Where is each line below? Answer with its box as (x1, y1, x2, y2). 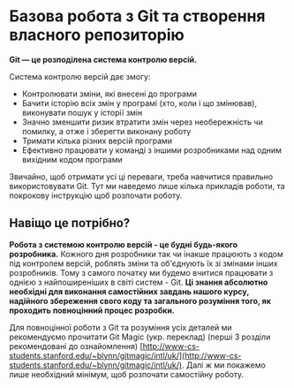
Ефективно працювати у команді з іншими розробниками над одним (21, 144, 283, 156)
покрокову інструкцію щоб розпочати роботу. (9, 190, 183, 201)
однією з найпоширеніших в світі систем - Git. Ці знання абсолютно (9, 277, 268, 287)
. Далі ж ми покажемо (181, 360, 267, 370)
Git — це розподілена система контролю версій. (9, 54, 197, 65)
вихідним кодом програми (21, 154, 124, 164)
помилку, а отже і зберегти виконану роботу (21, 126, 192, 136)
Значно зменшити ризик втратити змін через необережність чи (21, 117, 263, 127)
